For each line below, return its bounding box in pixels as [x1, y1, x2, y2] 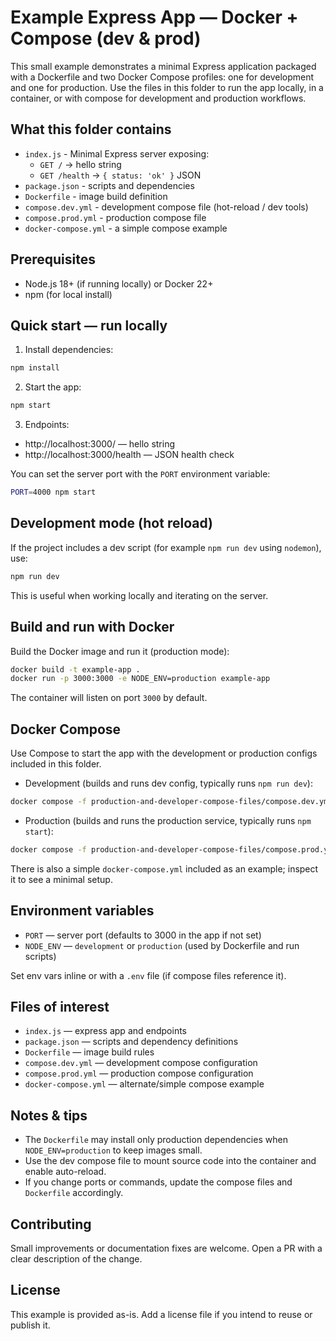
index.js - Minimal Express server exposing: [24, 147, 210, 160]
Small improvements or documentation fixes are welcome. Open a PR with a [10, 1242, 323, 1255]
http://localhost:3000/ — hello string [24, 438, 176, 450]
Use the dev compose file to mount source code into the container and [24, 1155, 317, 1167]
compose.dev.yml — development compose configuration [24, 1057, 258, 1069]
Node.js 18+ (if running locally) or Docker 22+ [24, 277, 214, 290]
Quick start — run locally [10, 317, 168, 334]
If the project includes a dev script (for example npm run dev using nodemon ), [10, 541, 322, 553]
